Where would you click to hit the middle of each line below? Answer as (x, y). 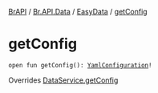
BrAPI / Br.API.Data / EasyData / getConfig (78, 12)
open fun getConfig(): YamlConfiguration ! (80, 65)
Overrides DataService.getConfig (63, 80)
